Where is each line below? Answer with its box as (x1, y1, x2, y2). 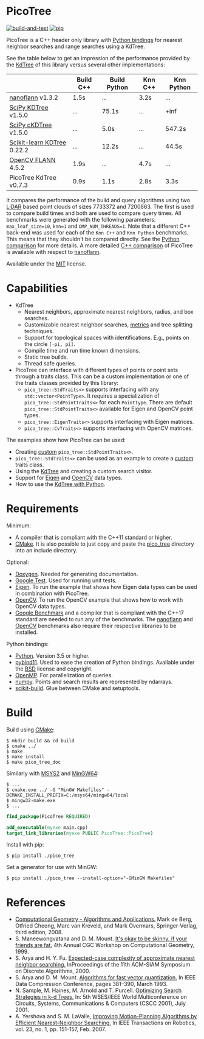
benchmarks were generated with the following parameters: (6, 216, 156, 223)
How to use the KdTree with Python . (15, 480, 106, 488)
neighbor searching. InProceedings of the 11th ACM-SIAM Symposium (15, 961, 191, 968)
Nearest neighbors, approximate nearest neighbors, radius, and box (24, 308, 194, 315)
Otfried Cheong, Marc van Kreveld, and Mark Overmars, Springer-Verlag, (15, 922, 198, 929)
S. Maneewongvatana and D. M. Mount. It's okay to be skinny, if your (15, 935, 188, 942)
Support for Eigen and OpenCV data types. (15, 474, 123, 481)
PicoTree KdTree (9, 173, 56, 181)
